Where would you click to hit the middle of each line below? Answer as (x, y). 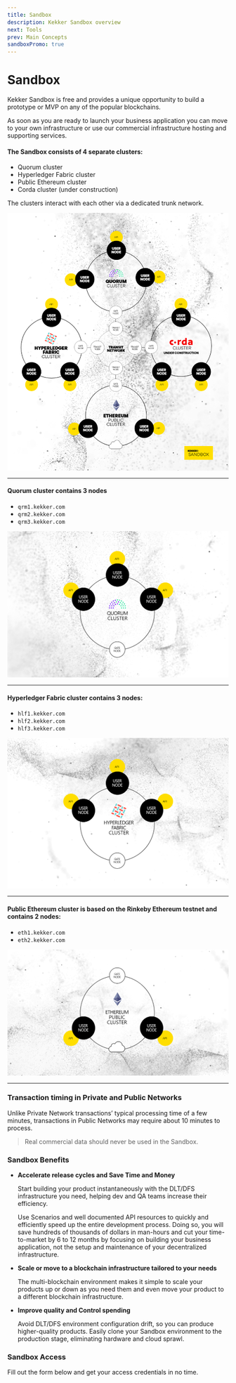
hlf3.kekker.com (41, 729)
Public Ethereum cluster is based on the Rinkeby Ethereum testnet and (112, 909)
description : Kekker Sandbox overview (64, 22)
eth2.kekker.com (41, 940)
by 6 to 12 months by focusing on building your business (130, 1240)
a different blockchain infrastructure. (71, 1297)
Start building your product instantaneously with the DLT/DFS (106, 1189)
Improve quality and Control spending (74, 1311)
